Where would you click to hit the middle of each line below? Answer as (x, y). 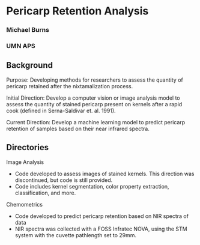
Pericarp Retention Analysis (77, 11)
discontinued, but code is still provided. (64, 180)
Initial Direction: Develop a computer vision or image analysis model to (93, 98)
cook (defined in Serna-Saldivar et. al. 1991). (61, 110)
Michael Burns (28, 30)
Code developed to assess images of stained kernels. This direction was (105, 174)
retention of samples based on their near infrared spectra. (78, 129)
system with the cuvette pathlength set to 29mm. (76, 235)
